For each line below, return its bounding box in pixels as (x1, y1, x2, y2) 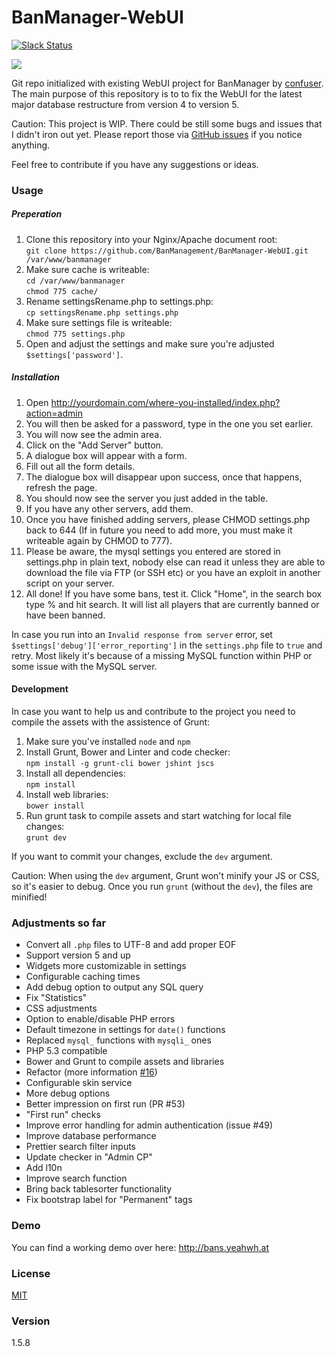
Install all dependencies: (25, 767, 126, 779)
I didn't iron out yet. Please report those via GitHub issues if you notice (11, 128, 303, 140)
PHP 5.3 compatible (25, 1045, 108, 1057)
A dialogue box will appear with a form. (25, 449, 188, 461)
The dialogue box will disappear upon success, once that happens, (25, 471, 303, 483)
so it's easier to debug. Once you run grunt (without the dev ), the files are (11, 881, 314, 892)
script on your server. (25, 577, 115, 589)
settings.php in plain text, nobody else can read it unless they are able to (25, 556, 326, 568)
